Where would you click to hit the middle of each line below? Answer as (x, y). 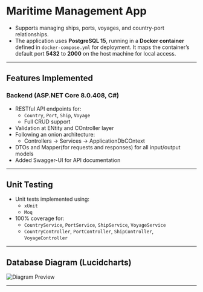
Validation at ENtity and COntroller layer (64, 128)
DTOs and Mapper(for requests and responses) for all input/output (98, 147)
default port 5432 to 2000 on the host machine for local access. (95, 53)
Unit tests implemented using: (52, 199)
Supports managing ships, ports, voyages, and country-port (90, 28)
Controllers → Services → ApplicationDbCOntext (84, 141)
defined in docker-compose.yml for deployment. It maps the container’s (102, 47)
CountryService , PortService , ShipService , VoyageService (95, 225)
